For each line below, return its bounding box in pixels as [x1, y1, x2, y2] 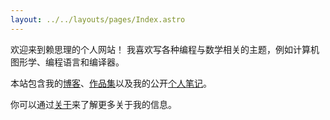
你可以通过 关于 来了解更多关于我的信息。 [10, 98, 177, 110]
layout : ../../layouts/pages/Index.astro [10, 14, 186, 25]
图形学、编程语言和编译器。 [10, 56, 125, 68]
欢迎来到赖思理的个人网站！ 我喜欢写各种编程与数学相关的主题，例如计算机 [10, 43, 320, 55]
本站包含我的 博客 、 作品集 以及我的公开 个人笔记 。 [10, 77, 212, 89]
